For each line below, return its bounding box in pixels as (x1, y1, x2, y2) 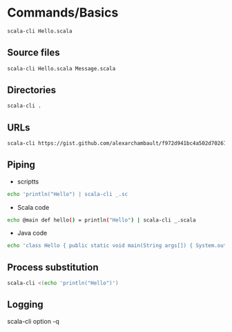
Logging (7, 299, 43, 311)
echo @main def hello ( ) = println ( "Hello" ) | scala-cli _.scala (7, 216, 196, 224)
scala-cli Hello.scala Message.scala (7, 65, 116, 72)
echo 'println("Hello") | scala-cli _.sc (7, 191, 128, 197)
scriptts (17, 177, 39, 186)
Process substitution (7, 261, 99, 273)
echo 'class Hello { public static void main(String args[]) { (7, 242, 193, 249)
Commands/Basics (7, 5, 119, 21)
